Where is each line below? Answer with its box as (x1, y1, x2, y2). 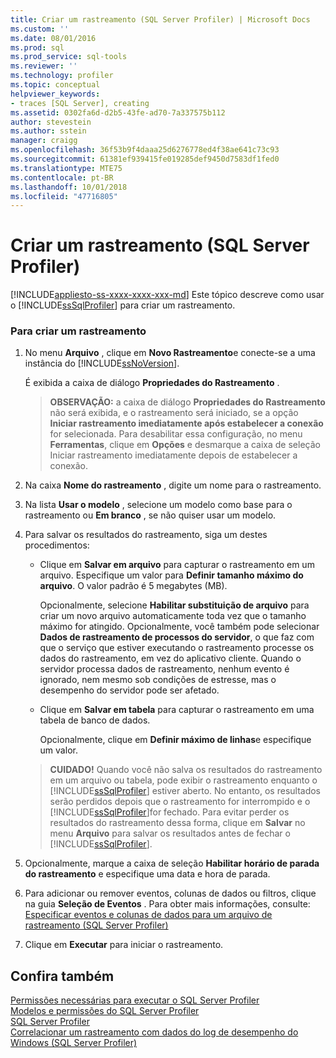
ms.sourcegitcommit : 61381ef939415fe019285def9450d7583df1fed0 (10, 154, 280, 164)
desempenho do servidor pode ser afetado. (39, 684, 220, 696)
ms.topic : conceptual (10, 80, 101, 90)
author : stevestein (10, 117, 92, 127)
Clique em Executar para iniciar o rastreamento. (24, 939, 224, 951)
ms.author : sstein (10, 126, 87, 136)
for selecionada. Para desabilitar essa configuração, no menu (49, 428, 303, 440)
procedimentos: (24, 539, 90, 551)
